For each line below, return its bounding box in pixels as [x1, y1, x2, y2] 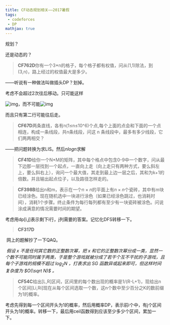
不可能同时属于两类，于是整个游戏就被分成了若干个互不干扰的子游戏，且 [14, 254, 165, 260]
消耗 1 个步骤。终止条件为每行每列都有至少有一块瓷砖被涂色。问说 [28, 199, 164, 205]
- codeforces [7, 17, 35, 22]
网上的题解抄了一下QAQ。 [6, 237, 61, 243]
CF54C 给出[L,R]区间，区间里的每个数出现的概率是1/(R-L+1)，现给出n [17, 278, 161, 284]
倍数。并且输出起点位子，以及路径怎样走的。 [17, 176, 111, 182]
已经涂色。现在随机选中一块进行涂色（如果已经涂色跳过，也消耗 [17, 193, 151, 199]
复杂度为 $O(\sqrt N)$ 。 [5, 267, 57, 274]
